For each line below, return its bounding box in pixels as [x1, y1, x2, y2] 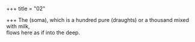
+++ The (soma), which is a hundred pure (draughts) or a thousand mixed [6, 17, 190, 23]
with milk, [6, 23, 30, 30]
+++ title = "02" [6, 5, 46, 12]
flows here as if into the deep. [6, 29, 80, 36]
